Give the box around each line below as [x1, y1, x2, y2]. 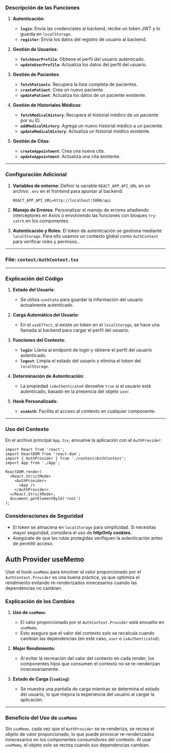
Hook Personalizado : [12, 398, 58, 405]
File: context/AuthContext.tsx [5, 256, 79, 263]
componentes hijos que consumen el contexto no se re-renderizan [20, 660, 160, 667]
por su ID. [20, 117, 41, 123]
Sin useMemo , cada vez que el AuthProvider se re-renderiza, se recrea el [5, 726, 154, 732]
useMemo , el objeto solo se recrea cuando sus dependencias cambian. [5, 742, 150, 748]
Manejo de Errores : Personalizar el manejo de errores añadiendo [12, 207, 149, 213]
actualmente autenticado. [20, 302, 74, 308]
